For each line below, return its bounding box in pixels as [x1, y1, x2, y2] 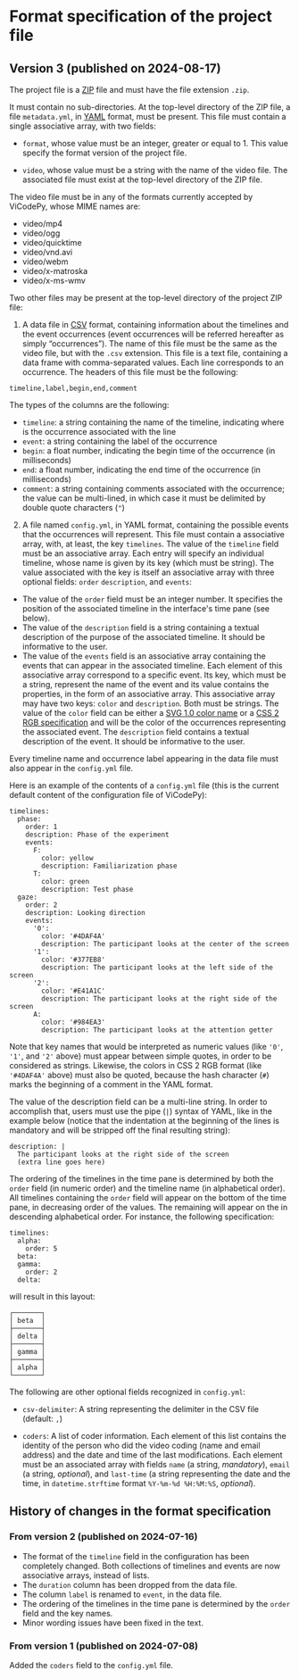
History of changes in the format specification [9, 1504, 271, 1519]
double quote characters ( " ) [21, 503, 125, 512]
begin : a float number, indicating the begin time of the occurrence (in [21, 445, 276, 456]
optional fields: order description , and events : [21, 577, 192, 586]
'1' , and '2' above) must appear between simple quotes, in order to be [9, 1051, 272, 1061]
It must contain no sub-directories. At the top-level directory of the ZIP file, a [9, 102, 291, 112]
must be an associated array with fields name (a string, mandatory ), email [21, 1459, 290, 1469]
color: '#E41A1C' [41, 986, 105, 995]
